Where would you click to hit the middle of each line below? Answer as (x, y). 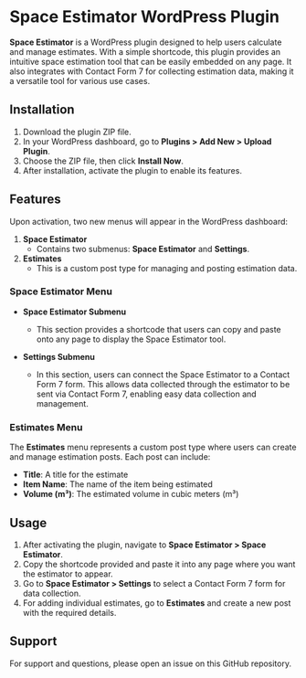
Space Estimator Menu (61, 291)
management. (62, 403)
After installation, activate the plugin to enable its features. (132, 170)
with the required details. (69, 612)
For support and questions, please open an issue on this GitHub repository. (151, 663)
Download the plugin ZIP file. (77, 132)
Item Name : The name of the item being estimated (117, 484)
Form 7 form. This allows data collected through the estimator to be (163, 384)
